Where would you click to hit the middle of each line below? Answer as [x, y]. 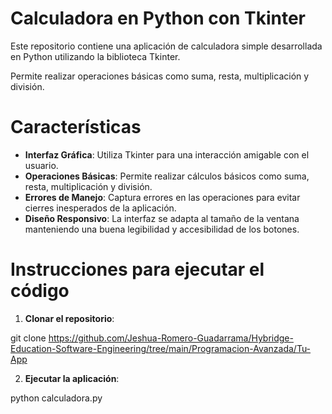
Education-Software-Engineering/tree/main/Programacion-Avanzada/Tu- [161, 348]
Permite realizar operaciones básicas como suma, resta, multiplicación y [160, 76]
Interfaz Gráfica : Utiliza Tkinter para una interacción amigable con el [167, 154]
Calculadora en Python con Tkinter [158, 18]
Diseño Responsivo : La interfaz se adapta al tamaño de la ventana [162, 218]
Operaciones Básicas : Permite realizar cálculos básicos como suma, [167, 176]
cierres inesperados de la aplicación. [100, 208]
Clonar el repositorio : [69, 318]
